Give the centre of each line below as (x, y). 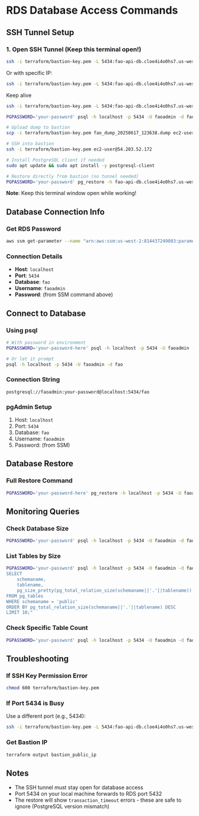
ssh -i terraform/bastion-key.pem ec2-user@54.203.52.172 (79, 149)
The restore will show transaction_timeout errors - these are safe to (98, 800)
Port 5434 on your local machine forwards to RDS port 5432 (88, 794)
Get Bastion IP (27, 742)
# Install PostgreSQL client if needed (55, 160)
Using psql (22, 330)
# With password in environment (46, 343)
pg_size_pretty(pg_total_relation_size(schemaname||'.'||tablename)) (105, 590)
